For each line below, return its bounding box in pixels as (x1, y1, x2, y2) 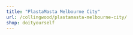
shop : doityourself (6, 20, 55, 26)
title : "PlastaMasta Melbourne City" (6, 8, 101, 15)
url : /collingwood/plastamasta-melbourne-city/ (6, 14, 128, 20)
